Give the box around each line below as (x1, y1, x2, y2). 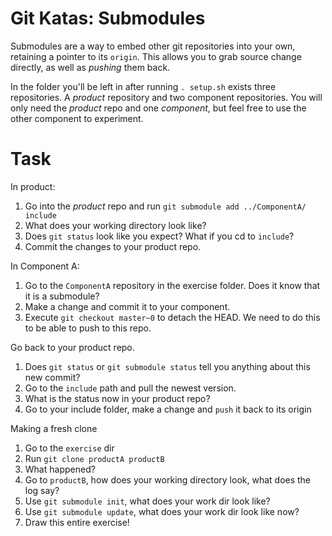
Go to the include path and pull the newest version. (24, 382, 237, 394)
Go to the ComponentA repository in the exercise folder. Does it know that (24, 279, 321, 291)
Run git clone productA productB (24, 452, 165, 464)
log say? (24, 484, 60, 496)
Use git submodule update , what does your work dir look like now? (24, 505, 300, 517)
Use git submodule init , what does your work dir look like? (24, 495, 271, 507)
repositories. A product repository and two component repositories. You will (10, 91, 323, 103)
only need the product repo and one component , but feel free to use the (10, 102, 307, 114)
